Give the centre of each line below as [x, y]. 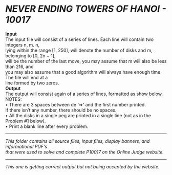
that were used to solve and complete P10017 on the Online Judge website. [84, 152]
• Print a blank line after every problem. [47, 126]
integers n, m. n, [23, 45]
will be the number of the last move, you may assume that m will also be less [86, 61]
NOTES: [14, 99]
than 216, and [20, 67]
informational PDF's [26, 146]
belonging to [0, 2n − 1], [30, 56]
